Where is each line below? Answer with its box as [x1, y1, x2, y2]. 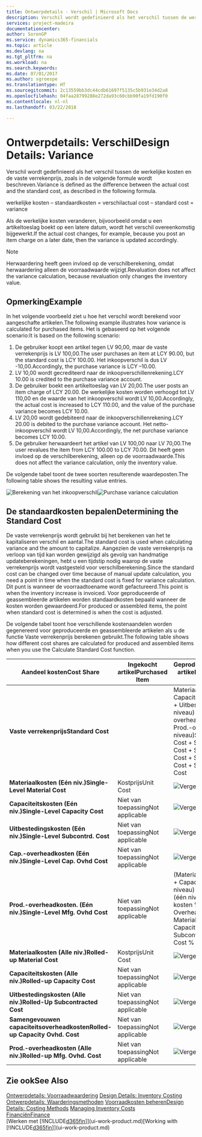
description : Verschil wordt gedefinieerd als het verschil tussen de [6, 14, 187, 21]
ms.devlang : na [6, 48, 44, 54]
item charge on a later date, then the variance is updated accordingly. [6, 237, 179, 244]
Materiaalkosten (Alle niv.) [9, 948, 87, 957]
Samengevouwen [9, 1015, 61, 1024]
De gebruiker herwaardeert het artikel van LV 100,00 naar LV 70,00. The [14, 440, 191, 447]
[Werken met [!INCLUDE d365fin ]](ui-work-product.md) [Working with [6, 1117, 178, 1124]
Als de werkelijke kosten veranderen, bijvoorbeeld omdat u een [6, 217, 162, 225]
